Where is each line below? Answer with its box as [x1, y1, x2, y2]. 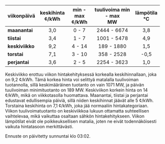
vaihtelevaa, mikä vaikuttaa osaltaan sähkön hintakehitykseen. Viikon [5, 113, 145, 119]
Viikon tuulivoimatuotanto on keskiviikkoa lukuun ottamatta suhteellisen [5, 108, 149, 114]
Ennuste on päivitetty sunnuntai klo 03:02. [5, 133, 91, 139]
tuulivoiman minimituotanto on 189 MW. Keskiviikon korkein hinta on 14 [5, 87, 148, 93]
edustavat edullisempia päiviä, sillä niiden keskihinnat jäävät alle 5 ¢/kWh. [5, 98, 154, 103]
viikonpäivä [7, 12, 35, 19]
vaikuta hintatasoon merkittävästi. [5, 124, 74, 129]
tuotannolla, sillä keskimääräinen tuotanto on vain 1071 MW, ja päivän [5, 82, 144, 87]
